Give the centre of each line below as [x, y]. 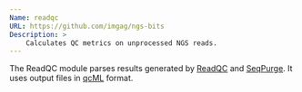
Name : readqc [34, 18]
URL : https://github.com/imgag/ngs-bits [87, 26]
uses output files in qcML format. [71, 78]
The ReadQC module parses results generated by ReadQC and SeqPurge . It [151, 69]
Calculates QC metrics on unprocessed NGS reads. [122, 43]
